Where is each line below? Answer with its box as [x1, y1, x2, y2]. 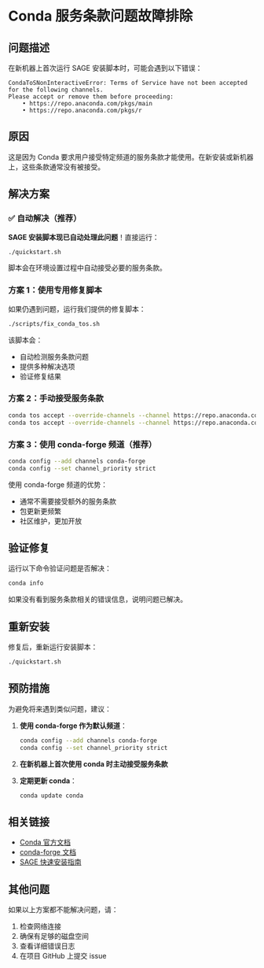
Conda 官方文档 [19, 837, 71, 847]
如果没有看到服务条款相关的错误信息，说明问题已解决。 [8, 595, 187, 604]
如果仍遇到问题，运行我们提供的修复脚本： [8, 304, 146, 313]
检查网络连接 [19, 922, 61, 931]
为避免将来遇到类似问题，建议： [8, 704, 112, 713]
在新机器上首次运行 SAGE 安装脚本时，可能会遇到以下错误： [8, 64, 203, 72]
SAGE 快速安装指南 [19, 857, 82, 866]
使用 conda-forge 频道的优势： [8, 479, 108, 489]
